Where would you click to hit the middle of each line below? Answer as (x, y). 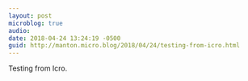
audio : (19, 30)
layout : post (30, 16)
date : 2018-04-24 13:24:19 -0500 (65, 38)
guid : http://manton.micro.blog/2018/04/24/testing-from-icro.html (124, 46)
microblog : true (36, 23)
